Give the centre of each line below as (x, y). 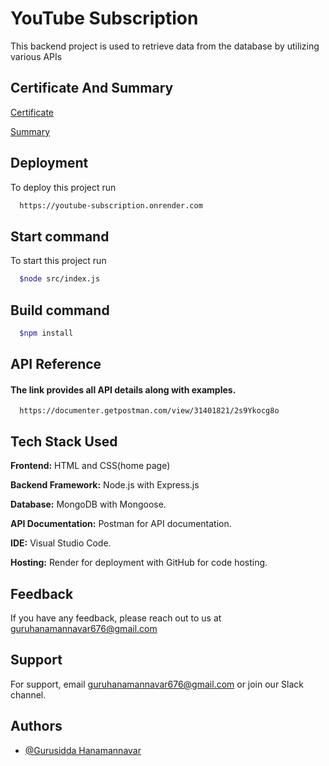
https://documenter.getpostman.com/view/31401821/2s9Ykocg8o (149, 411)
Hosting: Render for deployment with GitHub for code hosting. (139, 563)
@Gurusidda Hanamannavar (83, 750)
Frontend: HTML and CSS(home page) (90, 466)
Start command (60, 236)
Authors (36, 726)
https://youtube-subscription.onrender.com (111, 205)
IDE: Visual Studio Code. (61, 543)
